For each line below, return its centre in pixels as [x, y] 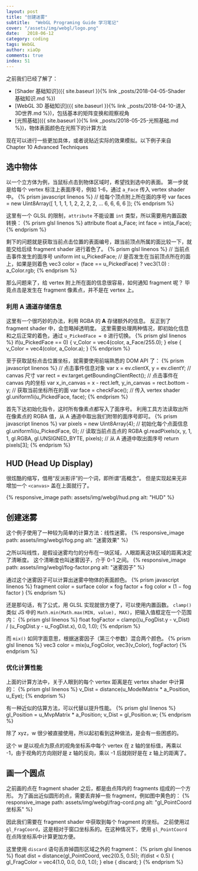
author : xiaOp [24, 50]
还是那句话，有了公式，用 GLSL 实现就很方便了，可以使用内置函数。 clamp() [99, 605]
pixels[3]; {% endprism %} [38, 445]
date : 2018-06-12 [30, 34]
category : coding [27, 39]
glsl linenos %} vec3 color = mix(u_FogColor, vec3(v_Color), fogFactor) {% [97, 645]
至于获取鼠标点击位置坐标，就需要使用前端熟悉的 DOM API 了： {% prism [95, 361]
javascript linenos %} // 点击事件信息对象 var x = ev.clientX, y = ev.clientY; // [99, 368]
